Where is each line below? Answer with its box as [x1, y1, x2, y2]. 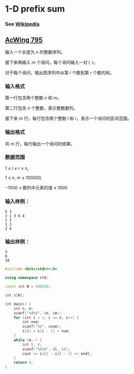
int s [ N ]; [5, 293, 25, 298]
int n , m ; [14, 306, 34, 311]
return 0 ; [14, 360, 34, 365]
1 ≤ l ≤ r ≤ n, [5, 165, 29, 171]
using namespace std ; [5, 275, 49, 280]
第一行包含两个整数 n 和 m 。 [5, 95, 62, 101]
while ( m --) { [14, 338, 42, 343]
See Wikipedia [5, 21, 40, 28]
